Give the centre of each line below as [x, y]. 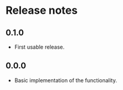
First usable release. [39, 47]
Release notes [42, 10]
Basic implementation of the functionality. [66, 80]
